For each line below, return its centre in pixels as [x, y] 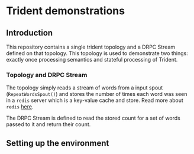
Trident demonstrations [66, 11]
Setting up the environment [58, 143]
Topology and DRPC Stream [47, 75]
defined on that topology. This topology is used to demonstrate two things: [97, 53]
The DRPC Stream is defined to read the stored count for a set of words [93, 118]
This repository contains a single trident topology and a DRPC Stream [91, 47]
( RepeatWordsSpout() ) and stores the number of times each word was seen [97, 94]
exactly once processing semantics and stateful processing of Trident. [92, 60]
